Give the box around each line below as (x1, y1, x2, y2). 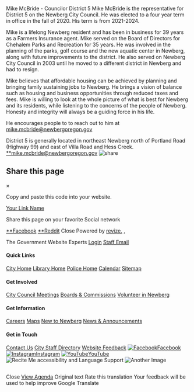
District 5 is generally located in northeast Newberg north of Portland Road (6, 137, 186, 144)
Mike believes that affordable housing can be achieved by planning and (6, 77, 177, 84)
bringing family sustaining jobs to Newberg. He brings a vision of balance (6, 84, 182, 90)
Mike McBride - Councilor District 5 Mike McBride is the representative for (6, 5, 184, 12)
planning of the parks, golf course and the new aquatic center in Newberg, (6, 47, 185, 54)
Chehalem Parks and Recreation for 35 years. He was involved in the (6, 41, 171, 48)
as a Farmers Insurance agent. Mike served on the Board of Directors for (6, 35, 181, 41)
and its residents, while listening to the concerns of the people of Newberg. (6, 102, 187, 109)
